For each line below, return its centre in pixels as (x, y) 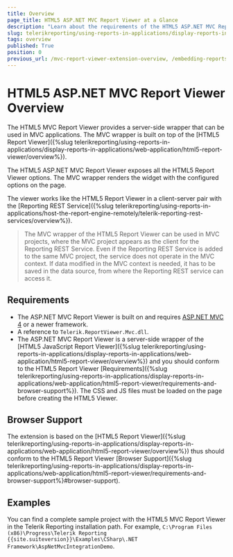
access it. (38, 278)
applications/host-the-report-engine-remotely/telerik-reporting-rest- (105, 213)
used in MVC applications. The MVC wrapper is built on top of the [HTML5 (113, 134)
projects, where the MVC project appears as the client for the (112, 241)
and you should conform (184, 361)
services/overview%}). (40, 220)
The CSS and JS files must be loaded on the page (151, 390)
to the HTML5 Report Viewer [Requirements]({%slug (92, 368)
